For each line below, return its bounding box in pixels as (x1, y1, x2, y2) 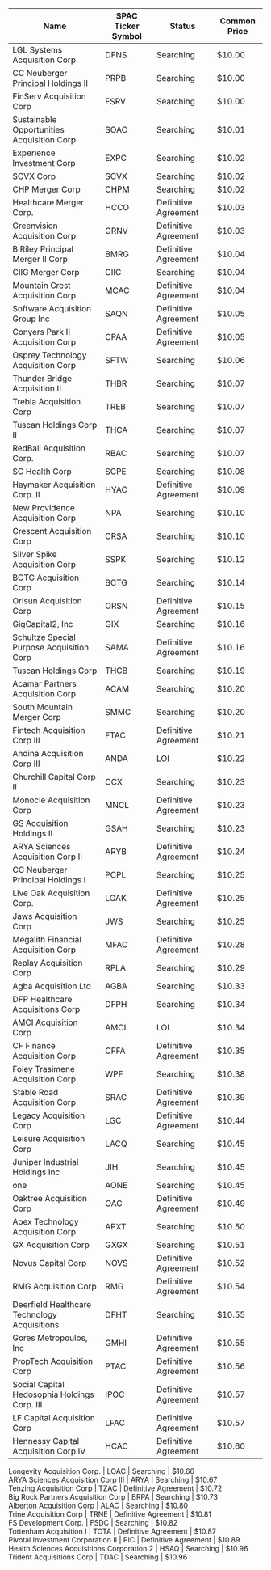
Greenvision (12, 220, 58, 231)
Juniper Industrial (12, 1157, 79, 1167)
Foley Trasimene (12, 1064, 75, 1074)
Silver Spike (12, 549, 58, 560)
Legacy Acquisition (12, 1110, 85, 1121)
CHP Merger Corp (12, 184, 81, 195)
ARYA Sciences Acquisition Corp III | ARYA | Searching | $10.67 (8, 1475, 218, 1484)
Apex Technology (12, 1217, 79, 1227)
